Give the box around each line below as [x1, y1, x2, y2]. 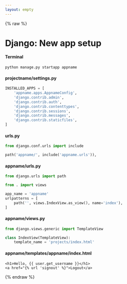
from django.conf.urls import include [5, 143, 84, 149]
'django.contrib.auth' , [14, 100, 62, 104]
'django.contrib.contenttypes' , [14, 104, 79, 109]
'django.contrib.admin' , [14, 95, 64, 100]
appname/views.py [5, 216, 45, 222]
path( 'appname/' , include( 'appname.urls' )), [5, 152, 97, 158]
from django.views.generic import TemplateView [5, 226, 104, 231]
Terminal [5, 54, 23, 60]
